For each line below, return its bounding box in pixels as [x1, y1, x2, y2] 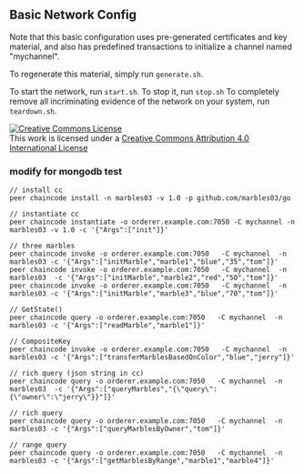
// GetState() [9, 305, 64, 315]
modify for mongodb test [9, 165, 123, 177]
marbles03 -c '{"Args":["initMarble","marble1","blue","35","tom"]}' [9, 257, 279, 267]
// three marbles [9, 241, 76, 251]
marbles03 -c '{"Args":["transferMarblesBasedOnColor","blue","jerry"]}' [9, 353, 296, 362]
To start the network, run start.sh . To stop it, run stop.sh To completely [9, 86, 279, 96]
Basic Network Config [9, 7, 137, 23]
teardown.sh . [9, 105, 57, 116]
